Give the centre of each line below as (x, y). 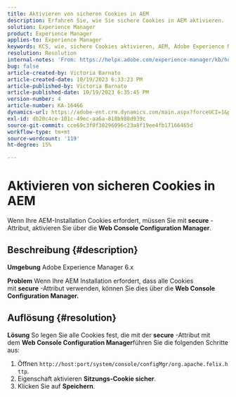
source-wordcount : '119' (44, 138)
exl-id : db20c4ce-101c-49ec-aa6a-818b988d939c (77, 118)
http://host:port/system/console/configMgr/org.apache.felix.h (133, 364)
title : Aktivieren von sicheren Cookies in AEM (78, 14)
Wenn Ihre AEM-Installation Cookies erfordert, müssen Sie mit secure (108, 221)
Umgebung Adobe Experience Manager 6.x (71, 267)
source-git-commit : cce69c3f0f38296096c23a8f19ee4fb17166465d (100, 125)
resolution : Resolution (42, 54)
